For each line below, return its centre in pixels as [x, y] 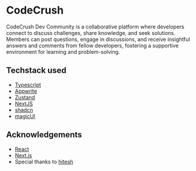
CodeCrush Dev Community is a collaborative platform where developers [95, 27]
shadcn [24, 109]
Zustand [25, 97]
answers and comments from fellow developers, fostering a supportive [92, 46]
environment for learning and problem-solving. [63, 51]
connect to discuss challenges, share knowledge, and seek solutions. [91, 33]
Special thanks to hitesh [44, 162]
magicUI [25, 116]
